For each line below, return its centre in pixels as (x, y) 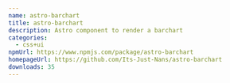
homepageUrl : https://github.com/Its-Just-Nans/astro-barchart (115, 60)
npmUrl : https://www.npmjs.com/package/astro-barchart (101, 52)
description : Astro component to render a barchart (96, 30)
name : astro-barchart (44, 15)
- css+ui (30, 45)
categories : (28, 38)
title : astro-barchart (46, 23)
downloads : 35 (32, 67)
